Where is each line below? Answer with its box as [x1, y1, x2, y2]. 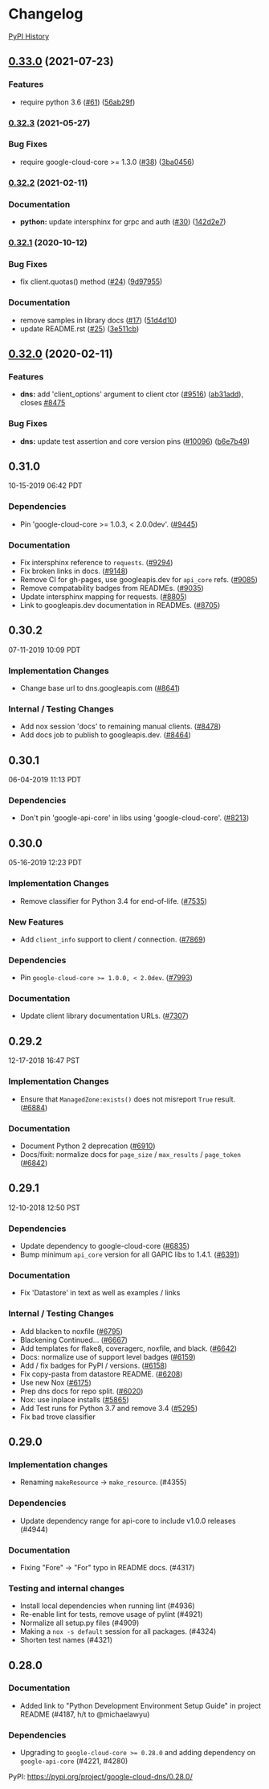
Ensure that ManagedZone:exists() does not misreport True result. [19, 1094, 236, 1104]
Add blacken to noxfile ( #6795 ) [19, 1326, 123, 1336]
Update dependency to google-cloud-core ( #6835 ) [19, 1241, 190, 1250]
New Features [8, 916, 64, 927]
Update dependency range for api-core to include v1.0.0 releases [19, 1516, 236, 1525]
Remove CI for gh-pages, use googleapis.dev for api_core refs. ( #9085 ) [19, 574, 259, 584]
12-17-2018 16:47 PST [8, 1056, 80, 1065]
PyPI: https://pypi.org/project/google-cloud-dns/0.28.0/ [8, 1772, 193, 1782]
